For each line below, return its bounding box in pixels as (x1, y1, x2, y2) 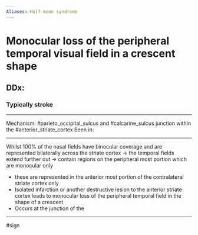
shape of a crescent (14, 198, 64, 205)
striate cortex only (14, 179, 59, 186)
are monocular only (6, 162, 54, 169)
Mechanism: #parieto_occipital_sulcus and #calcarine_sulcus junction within (6, 120, 192, 127)
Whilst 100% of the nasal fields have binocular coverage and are (6, 143, 163, 150)
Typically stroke (6, 101, 53, 109)
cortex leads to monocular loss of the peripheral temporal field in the (14, 192, 181, 199)
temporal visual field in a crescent (6, 47, 176, 60)
